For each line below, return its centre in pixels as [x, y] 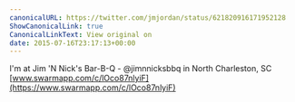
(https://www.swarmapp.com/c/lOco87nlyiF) [93, 88]
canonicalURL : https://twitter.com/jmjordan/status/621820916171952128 [147, 18]
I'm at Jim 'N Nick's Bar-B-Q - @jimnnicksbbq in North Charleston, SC [141, 69]
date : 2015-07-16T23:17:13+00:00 [73, 43]
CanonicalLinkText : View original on [81, 34]
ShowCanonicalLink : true [56, 26]
